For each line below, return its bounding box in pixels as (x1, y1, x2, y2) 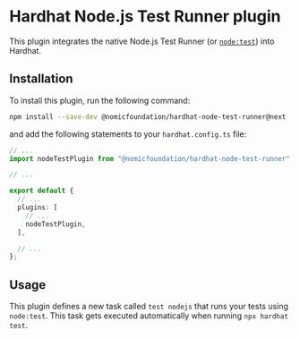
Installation (9, 72, 73, 87)
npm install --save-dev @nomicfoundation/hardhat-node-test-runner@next (9, 112, 287, 122)
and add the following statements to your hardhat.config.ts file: (9, 128, 247, 139)
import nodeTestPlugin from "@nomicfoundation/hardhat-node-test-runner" (9, 154, 291, 163)
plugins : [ (17, 203, 58, 212)
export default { (9, 186, 74, 196)
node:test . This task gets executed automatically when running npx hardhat (9, 310, 289, 321)
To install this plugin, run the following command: (9, 95, 191, 106)
